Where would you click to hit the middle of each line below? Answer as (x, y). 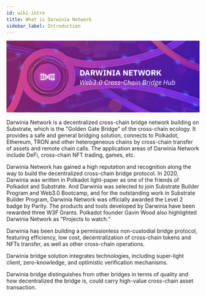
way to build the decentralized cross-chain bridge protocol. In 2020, (93, 173)
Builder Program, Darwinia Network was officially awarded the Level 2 (95, 200)
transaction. (21, 287)
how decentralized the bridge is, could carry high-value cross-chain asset (100, 281)
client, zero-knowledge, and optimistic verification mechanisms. (87, 263)
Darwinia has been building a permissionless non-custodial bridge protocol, (102, 231)
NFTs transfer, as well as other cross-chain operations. (76, 244)
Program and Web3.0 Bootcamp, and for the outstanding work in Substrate (101, 193)
